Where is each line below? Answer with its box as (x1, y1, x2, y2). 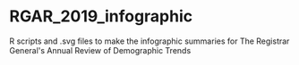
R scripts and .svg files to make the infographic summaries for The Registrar (9, 36, 290, 46)
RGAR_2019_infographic (9, 6, 193, 27)
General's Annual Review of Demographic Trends (9, 45, 192, 55)
